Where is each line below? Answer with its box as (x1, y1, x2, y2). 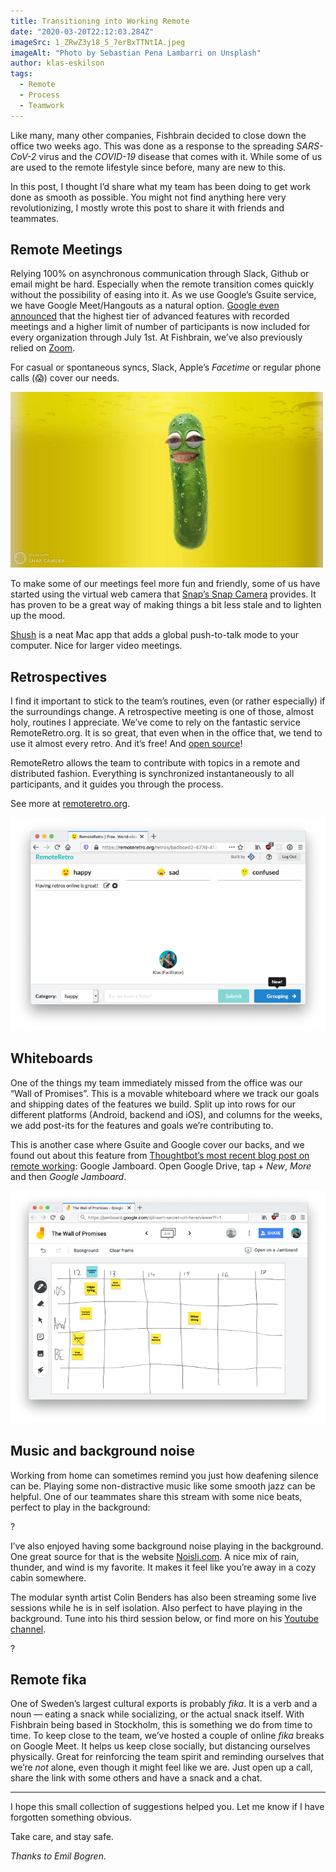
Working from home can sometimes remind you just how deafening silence (10, 1469, 319, 1481)
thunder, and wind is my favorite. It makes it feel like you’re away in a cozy (10, 1561, 317, 1573)
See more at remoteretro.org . (10, 798, 131, 810)
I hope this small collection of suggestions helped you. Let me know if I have (10, 1801, 325, 1813)
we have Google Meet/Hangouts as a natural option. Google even (10, 300, 280, 312)
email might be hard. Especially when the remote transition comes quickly (10, 278, 315, 290)
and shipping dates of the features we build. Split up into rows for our (10, 1098, 297, 1110)
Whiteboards (10, 1050, 94, 1067)
